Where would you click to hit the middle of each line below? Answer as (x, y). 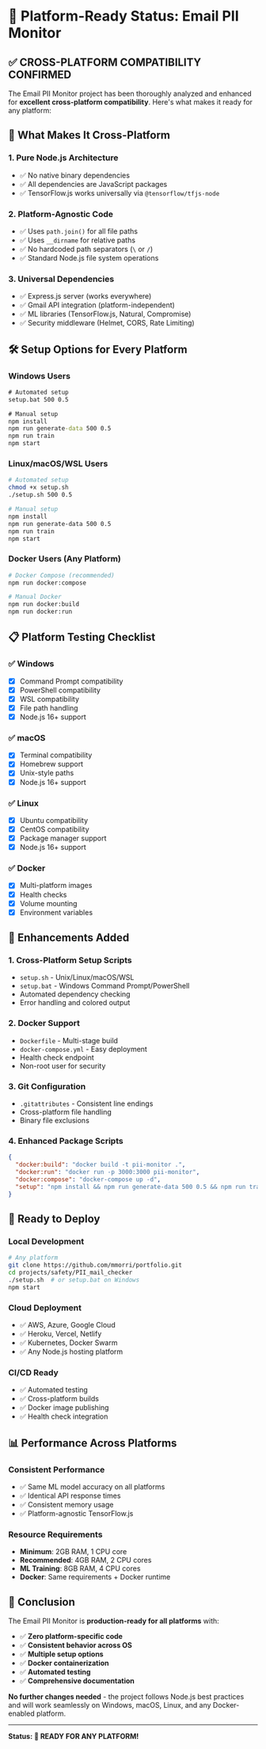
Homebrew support (51, 764)
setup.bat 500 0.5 (38, 399)
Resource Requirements (55, 1534)
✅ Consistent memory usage (66, 1504)
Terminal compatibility (56, 755)
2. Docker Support (44, 1023)
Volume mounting (48, 903)
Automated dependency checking (75, 994)
